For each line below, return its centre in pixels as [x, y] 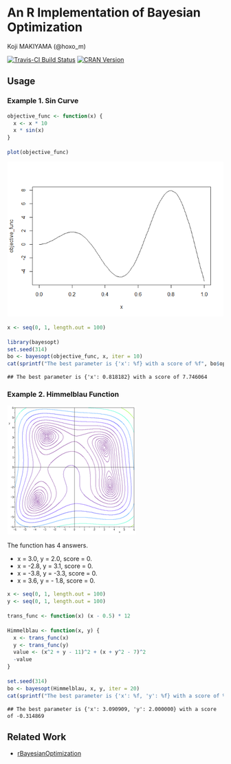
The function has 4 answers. [47, 545]
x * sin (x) [29, 131]
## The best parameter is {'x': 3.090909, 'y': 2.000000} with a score [112, 709]
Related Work [37, 737]
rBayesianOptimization [49, 754]
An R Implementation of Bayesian [104, 13]
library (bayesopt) [33, 342]
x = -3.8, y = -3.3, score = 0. [57, 574]
